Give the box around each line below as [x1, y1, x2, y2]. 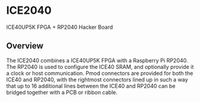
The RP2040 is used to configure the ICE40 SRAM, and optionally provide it [6, 63, 194, 70]
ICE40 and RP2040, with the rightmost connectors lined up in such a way [6, 76, 189, 83]
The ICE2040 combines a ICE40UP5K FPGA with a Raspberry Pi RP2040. [6, 56, 189, 64]
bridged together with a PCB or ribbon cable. [6, 88, 118, 96]
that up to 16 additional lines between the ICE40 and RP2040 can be [6, 82, 176, 89]
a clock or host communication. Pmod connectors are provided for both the [6, 70, 193, 77]
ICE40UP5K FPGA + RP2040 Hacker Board [6, 23, 113, 31]
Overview [6, 41, 44, 51]
